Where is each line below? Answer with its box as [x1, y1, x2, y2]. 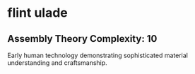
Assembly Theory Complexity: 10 [7, 33, 158, 45]
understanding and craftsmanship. [7, 59, 107, 67]
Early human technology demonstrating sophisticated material [7, 51, 189, 59]
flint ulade [7, 5, 69, 21]
